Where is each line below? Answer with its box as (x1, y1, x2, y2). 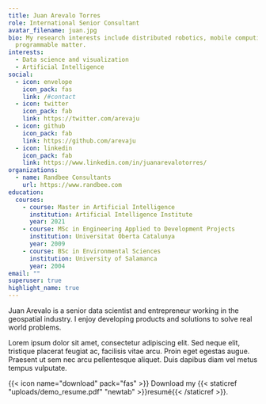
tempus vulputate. (8, 364, 67, 372)
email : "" (8, 269, 41, 277)
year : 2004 (28, 262, 66, 270)
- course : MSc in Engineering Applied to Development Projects (22, 225, 236, 234)
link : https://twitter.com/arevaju (22, 115, 140, 123)
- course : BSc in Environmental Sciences (22, 247, 161, 255)
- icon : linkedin (15, 144, 73, 152)
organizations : (8, 166, 59, 174)
